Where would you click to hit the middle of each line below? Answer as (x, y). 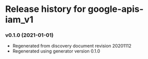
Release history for (46, 9)
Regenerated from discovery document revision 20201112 (72, 46)
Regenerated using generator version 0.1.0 (56, 51)
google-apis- (116, 9)
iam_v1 (19, 20)
